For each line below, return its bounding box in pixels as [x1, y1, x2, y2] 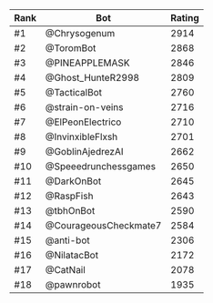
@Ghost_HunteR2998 [45, 72, 139, 84]
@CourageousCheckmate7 [45, 219, 162, 231]
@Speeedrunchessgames [45, 160, 157, 172]
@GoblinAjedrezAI [45, 146, 125, 157]
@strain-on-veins [45, 101, 125, 113]
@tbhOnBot [45, 205, 96, 217]
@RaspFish [45, 190, 94, 202]
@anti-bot [45, 234, 90, 247]
